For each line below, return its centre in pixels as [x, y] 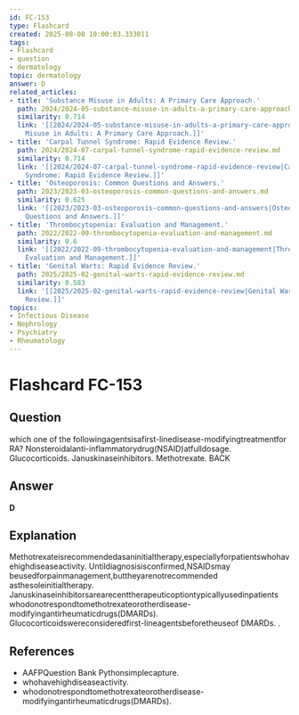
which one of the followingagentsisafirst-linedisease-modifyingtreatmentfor [148, 439]
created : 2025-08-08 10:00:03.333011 [79, 34]
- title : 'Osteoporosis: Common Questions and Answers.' [117, 184]
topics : [24, 308]
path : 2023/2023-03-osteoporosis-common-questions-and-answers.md [143, 192]
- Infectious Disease [49, 316]
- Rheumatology [37, 341]
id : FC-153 [29, 17]
